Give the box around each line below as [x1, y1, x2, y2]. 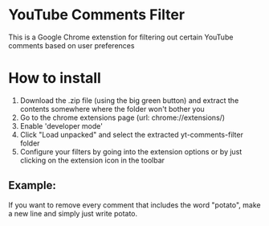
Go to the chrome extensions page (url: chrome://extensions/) [19, 113, 226, 122]
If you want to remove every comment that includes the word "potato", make [8, 199, 261, 210]
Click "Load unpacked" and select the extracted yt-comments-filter [19, 129, 243, 139]
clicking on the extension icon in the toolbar [19, 155, 165, 165]
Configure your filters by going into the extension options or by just [19, 146, 243, 156]
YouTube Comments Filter [8, 6, 185, 24]
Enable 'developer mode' [19, 121, 103, 130]
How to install [8, 69, 102, 88]
